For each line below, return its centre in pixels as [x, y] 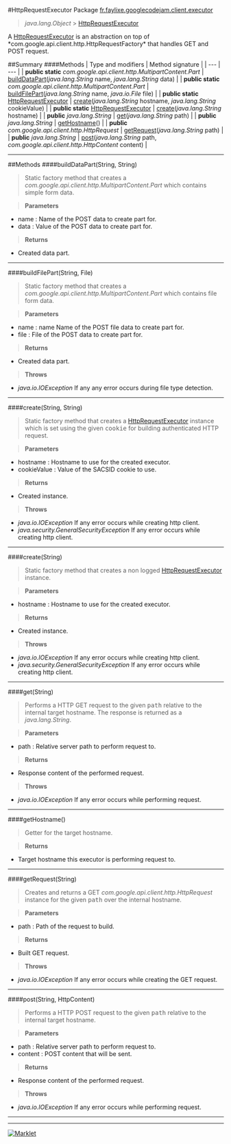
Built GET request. [43, 953]
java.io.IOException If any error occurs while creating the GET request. [118, 979]
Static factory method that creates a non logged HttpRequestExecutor [123, 570]
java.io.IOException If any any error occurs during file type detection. [115, 388]
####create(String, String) [45, 407]
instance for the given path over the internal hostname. [103, 900]
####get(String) [31, 692]
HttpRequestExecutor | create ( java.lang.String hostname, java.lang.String [112, 101]
